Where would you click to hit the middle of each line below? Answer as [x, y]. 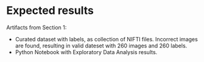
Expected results [50, 11]
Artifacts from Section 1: [37, 27]
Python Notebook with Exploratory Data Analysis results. [86, 52]
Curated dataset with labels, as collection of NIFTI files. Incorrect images [106, 39]
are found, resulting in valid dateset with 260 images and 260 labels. [101, 46]
